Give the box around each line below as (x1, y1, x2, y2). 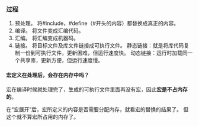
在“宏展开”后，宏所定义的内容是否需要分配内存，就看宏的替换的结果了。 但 (6, 105, 189, 113)
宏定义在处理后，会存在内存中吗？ (6, 71, 89, 78)
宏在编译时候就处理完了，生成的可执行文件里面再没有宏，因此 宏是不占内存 (6, 86, 188, 93)
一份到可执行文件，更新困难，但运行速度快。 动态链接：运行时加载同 (20, 49, 188, 57)
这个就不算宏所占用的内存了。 (6, 113, 79, 120)
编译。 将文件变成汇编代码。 (14, 27, 84, 34)
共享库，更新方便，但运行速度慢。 (20, 57, 104, 64)
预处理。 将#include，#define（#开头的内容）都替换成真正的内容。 (14, 20, 179, 27)
